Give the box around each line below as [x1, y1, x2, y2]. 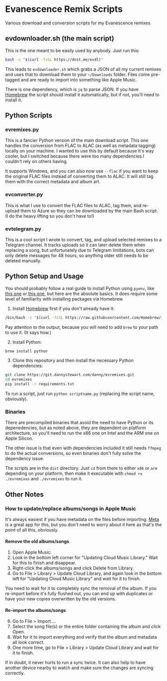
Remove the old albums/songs [5, 538, 70, 544]
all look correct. [12, 639, 45, 645]
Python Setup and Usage [5, 272, 84, 281]
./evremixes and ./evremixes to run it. [5, 476, 83, 482]
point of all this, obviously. [5, 527, 59, 533]
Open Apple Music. [12, 549, 52, 555]
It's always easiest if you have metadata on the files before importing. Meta [5, 517, 160, 523]
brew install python [5, 349, 48, 354]
